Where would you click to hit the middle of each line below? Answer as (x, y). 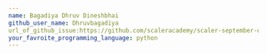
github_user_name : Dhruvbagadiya (64, 23)
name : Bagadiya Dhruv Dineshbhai (64, 15)
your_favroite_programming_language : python (83, 38)
